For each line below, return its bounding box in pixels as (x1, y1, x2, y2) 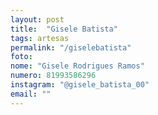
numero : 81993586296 (10, 71, 97, 81)
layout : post (10, 14, 65, 25)
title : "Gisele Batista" (10, 24, 118, 34)
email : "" (10, 89, 52, 99)
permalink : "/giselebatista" (10, 42, 132, 53)
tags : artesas (10, 33, 70, 43)
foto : (10, 52, 33, 62)
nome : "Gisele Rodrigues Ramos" (10, 61, 145, 71)
